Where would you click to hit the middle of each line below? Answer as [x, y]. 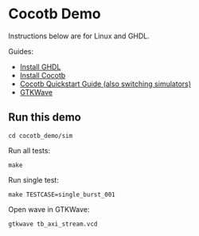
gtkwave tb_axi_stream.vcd [53, 224]
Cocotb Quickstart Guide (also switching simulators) [105, 84]
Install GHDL [40, 67]
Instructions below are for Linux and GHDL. [79, 36]
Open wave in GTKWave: [49, 209]
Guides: [21, 51]
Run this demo [45, 118]
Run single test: [34, 179]
